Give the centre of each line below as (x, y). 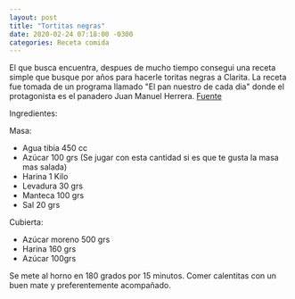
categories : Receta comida (59, 42)
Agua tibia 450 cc (54, 148)
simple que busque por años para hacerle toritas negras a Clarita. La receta (148, 78)
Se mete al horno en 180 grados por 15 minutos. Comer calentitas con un (143, 276)
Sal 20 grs (41, 205)
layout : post (33, 17)
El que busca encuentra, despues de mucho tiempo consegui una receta (143, 68)
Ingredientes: (33, 113)
